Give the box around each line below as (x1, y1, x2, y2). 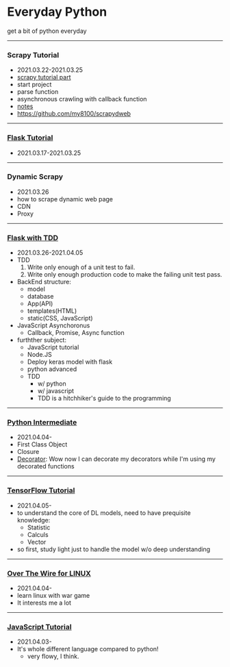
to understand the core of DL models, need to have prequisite (16, 508, 191, 517)
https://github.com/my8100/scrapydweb (16, 110, 131, 118)
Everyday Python (7, 4, 107, 20)
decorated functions (16, 462, 75, 470)
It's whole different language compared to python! (16, 645, 159, 653)
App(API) (27, 299, 53, 308)
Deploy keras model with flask (27, 357, 113, 366)
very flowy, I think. (27, 652, 79, 661)
